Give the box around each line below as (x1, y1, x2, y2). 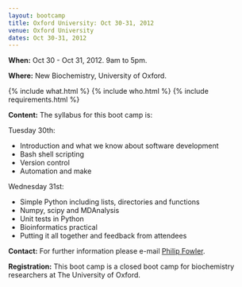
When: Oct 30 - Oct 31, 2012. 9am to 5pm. (8, 56, 148, 65)
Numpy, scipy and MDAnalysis (19, 206, 120, 215)
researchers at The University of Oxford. (8, 270, 141, 280)
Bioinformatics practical (19, 223, 98, 232)
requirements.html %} (8, 95, 80, 104)
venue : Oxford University (8, 26, 94, 34)
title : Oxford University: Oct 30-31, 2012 (8, 19, 155, 27)
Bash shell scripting (19, 149, 85, 159)
